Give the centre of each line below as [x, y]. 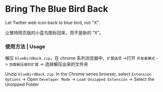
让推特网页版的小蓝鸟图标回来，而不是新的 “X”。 [54, 32]
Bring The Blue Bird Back [57, 9]
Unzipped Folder [22, 85]
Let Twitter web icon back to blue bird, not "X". [52, 23]
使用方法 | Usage [25, 46]
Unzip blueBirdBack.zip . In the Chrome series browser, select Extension [78, 74]
